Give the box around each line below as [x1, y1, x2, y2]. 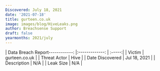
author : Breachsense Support [5, 26, 67, 31]
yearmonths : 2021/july [5, 36, 53, 41]
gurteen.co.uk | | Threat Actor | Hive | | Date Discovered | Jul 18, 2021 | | [5, 54, 155, 60]
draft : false [5, 31, 33, 36]
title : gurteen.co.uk [5, 17, 51, 22]
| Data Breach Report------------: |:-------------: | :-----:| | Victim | [5, 49, 144, 55]
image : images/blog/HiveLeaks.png [5, 21, 78, 27]
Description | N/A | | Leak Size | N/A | [5, 60, 83, 66]
